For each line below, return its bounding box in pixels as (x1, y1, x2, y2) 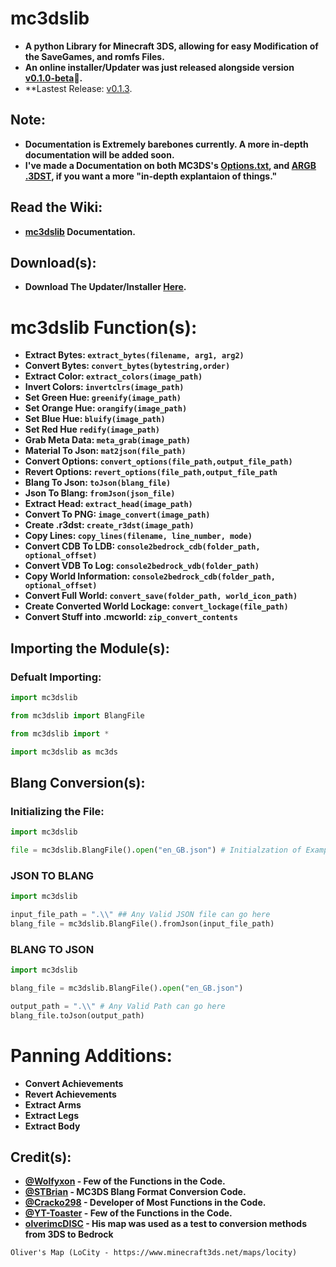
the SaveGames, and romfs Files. (24, 50, 165, 62)
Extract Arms (24, 1098, 82, 1111)
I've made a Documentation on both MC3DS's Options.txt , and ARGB (24, 159, 317, 171)
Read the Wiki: (10, 199, 103, 216)
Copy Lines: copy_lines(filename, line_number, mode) (24, 530, 253, 542)
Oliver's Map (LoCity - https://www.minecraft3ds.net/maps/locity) (10, 1248, 298, 1258)
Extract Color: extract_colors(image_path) (24, 370, 203, 382)
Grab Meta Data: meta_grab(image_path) (24, 434, 191, 446)
